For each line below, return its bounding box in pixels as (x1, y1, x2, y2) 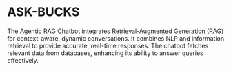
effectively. (7, 56, 39, 64)
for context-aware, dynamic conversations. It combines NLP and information (7, 34, 225, 42)
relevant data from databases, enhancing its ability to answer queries (7, 49, 203, 57)
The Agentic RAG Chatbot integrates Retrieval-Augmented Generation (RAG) (7, 27, 224, 35)
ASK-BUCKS (7, 4, 80, 20)
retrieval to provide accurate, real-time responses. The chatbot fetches (7, 41, 209, 50)
